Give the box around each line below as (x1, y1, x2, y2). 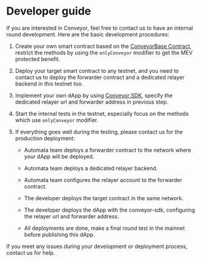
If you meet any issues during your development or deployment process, (6, 243, 188, 250)
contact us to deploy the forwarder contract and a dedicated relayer (15, 73, 185, 81)
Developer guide (6, 4, 91, 18)
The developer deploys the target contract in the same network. (24, 194, 183, 201)
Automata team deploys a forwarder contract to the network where (24, 146, 192, 153)
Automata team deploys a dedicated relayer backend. (24, 164, 158, 172)
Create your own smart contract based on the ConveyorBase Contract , (15, 42, 192, 50)
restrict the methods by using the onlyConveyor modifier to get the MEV (15, 49, 193, 56)
